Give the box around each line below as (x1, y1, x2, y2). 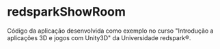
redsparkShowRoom (7, 4, 126, 20)
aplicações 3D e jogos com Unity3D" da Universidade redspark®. (7, 33, 191, 42)
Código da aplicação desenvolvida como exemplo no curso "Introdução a (7, 27, 214, 35)
